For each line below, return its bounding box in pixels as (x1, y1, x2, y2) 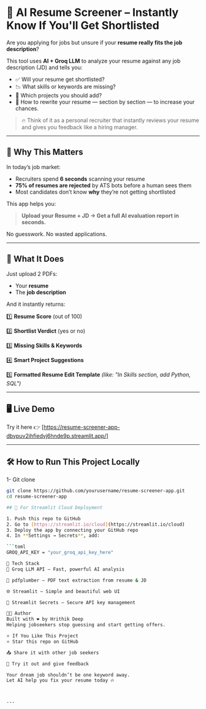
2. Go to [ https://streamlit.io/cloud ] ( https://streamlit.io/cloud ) (6, 521, 185, 528)
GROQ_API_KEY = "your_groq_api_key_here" (6, 550, 114, 556)
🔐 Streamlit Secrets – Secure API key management (6, 599, 136, 605)
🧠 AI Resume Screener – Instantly (6, 6, 179, 20)
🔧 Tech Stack (6, 561, 40, 567)
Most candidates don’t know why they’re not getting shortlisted (15, 188, 176, 195)
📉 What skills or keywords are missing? (15, 83, 116, 90)
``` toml (6, 544, 26, 550)
